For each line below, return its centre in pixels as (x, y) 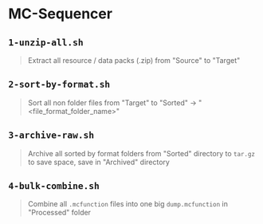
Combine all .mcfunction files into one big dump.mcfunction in (128, 204)
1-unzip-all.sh (46, 42)
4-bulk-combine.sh (54, 186)
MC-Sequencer (61, 14)
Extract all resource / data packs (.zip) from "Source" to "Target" (134, 60)
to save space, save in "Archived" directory (98, 162)
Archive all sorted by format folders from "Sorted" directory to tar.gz (141, 153)
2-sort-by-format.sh (59, 84)
